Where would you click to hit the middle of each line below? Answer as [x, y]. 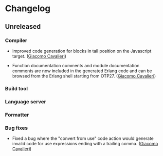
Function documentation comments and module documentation [76, 65]
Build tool [17, 88]
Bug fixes [17, 128]
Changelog [28, 9]
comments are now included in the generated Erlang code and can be [82, 71]
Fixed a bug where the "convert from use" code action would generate [83, 138]
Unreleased [23, 27]
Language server [26, 101]
